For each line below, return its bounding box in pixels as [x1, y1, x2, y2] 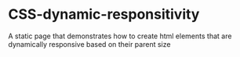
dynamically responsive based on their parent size [8, 39, 171, 48]
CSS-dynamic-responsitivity [8, 5, 200, 23]
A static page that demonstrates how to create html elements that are [8, 31, 232, 41]
